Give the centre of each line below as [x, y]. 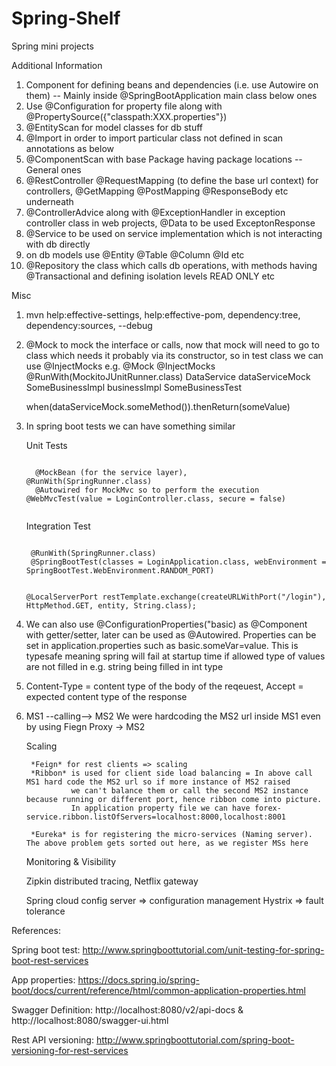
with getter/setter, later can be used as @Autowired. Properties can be [171, 634]
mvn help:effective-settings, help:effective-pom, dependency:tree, [163, 314]
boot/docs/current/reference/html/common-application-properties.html [158, 990]
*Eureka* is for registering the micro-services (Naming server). [171, 834]
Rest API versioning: [52, 1039]
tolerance [45, 911]
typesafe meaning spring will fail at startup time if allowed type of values [175, 656]
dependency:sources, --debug [89, 325]
